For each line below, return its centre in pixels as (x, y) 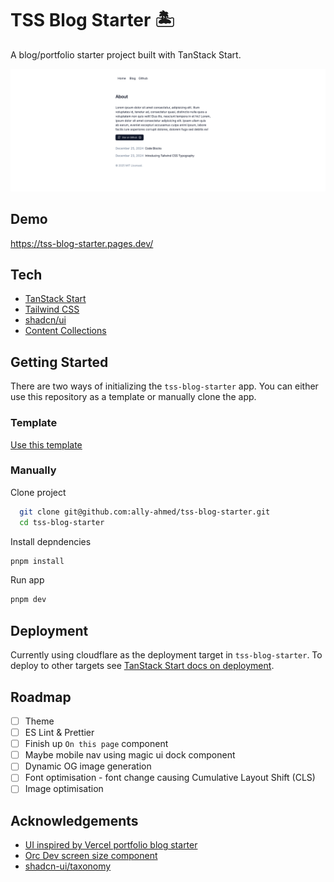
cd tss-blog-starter (62, 522)
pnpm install (37, 561)
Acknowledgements (74, 820)
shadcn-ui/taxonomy (68, 866)
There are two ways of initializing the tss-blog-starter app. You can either (164, 386)
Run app (27, 580)
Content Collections (65, 331)
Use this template (46, 444)
